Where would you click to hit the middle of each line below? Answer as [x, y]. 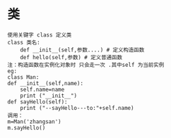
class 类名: [24, 42]
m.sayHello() [26, 127]
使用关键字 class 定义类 [40, 35]
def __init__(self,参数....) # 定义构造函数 [82, 50]
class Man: [23, 77]
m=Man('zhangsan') [34, 121]
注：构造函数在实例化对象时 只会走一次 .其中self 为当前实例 [86, 65]
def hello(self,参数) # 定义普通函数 [71, 57]
